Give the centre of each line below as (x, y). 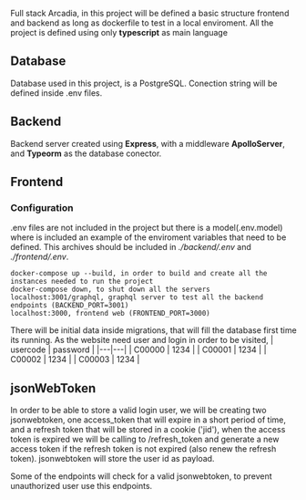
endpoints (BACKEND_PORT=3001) (70, 306)
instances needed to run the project (82, 282)
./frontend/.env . (40, 257)
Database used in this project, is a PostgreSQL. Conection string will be (144, 83)
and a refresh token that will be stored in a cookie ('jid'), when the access (148, 430)
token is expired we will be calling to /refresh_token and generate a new (145, 439)
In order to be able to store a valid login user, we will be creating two (138, 411)
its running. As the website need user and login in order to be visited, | (142, 340)
